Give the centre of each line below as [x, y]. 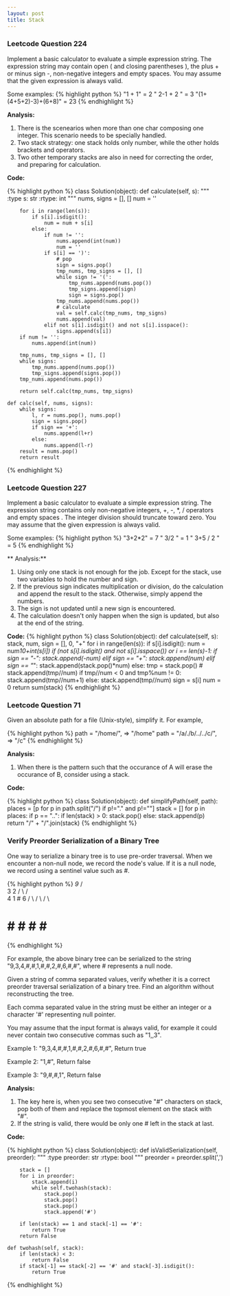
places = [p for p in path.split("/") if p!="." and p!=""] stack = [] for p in [106, 808]
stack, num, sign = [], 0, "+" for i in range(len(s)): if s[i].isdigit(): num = [106, 644]
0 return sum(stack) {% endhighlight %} [64, 687]
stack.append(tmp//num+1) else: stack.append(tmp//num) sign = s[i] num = [114, 680]
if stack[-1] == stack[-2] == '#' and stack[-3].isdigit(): [107, 1266]
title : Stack [26, 20]
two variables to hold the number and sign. [78, 579]
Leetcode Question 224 [47, 44]
